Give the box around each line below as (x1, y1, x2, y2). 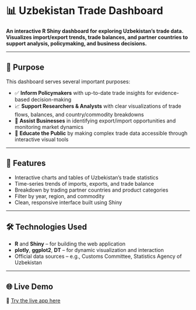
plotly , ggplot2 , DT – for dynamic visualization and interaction (14, 247, 164, 254)
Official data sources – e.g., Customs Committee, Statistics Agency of (14, 253, 182, 260)
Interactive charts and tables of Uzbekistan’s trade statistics (14, 173, 159, 181)
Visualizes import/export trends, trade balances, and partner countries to (6, 33, 188, 40)
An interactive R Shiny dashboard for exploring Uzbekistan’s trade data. (6, 27, 184, 35)
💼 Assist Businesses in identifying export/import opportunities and (14, 117, 176, 124)
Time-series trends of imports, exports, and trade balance (14, 180, 155, 187)
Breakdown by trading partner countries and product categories (14, 186, 169, 193)
